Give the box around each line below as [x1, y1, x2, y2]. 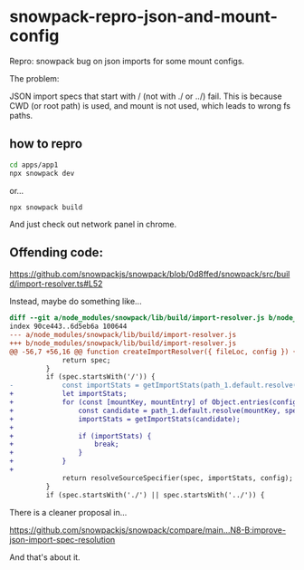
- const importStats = [9, 381, 140, 391]
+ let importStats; [9, 390, 128, 399]
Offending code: [9, 245, 104, 260]
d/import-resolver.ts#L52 [9, 278, 103, 289]
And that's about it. [9, 551, 81, 563]
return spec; [62, 355, 111, 364]
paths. [9, 110, 33, 121]
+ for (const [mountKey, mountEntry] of [9, 398, 208, 407]
